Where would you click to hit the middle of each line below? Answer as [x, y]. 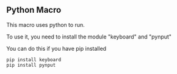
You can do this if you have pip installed [56, 48]
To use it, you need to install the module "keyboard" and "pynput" [89, 37]
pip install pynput [31, 65]
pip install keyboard [34, 60]
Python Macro [34, 10]
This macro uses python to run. [46, 24]
